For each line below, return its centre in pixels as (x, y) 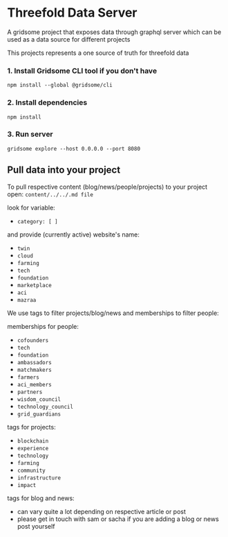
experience (33, 448)
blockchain (33, 441)
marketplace (34, 285)
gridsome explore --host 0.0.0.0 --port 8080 (74, 148)
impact (27, 485)
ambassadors (34, 362)
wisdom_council (39, 399)
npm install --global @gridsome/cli (60, 85)
